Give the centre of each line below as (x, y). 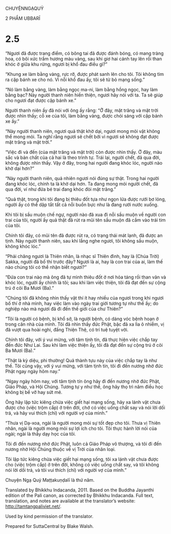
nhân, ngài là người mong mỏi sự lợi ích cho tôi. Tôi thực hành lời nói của (81, 428)
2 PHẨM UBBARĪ (23, 18)
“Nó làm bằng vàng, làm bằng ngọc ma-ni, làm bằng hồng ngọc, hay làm (82, 89)
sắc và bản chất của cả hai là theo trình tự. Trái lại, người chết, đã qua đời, (83, 157)
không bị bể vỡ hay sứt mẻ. (34, 392)
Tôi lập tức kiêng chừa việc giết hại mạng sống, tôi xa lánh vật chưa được (82, 459)
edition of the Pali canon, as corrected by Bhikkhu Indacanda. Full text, (80, 495)
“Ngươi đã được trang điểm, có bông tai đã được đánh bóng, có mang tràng (84, 53)
